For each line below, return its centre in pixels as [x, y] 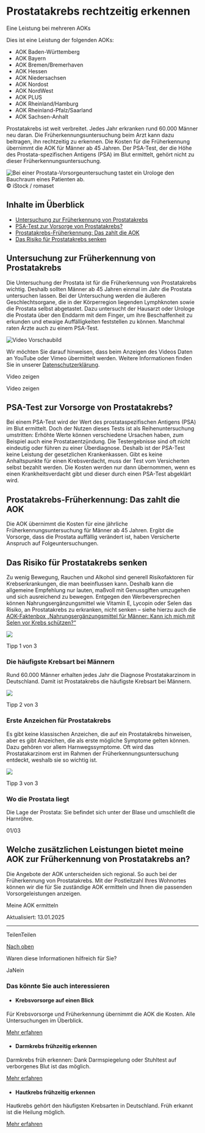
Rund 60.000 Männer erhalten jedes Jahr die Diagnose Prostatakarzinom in [101, 675]
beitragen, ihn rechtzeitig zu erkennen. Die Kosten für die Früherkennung [98, 141]
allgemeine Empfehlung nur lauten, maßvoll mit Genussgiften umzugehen [98, 590]
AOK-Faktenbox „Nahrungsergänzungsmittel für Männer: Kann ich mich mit [101, 616]
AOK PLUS [29, 97]
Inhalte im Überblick [45, 205]
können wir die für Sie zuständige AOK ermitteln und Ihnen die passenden [99, 887]
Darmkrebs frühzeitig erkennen [56, 1046]
